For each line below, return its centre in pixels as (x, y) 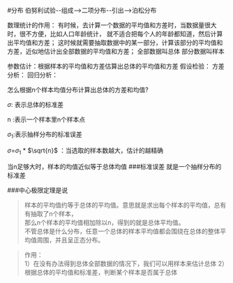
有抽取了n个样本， (51, 213)
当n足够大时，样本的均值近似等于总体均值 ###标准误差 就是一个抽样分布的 (114, 166)
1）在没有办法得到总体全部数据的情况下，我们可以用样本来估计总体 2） (125, 263)
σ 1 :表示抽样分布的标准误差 (45, 135)
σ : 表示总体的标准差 (36, 104)
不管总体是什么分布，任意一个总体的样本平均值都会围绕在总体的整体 (122, 231)
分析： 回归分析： (32, 75)
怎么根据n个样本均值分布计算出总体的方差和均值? (78, 90)
